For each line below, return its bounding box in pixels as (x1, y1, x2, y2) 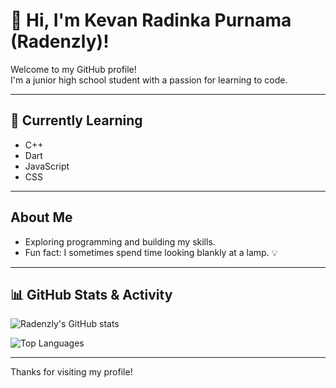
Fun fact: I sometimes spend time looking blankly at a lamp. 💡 (24, 246, 278, 258)
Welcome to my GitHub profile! (10, 63, 137, 75)
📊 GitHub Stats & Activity (10, 286, 173, 303)
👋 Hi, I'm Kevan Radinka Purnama (10, 9, 292, 32)
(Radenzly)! (10, 30, 110, 53)
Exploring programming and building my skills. (24, 235, 216, 248)
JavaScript (24, 160, 70, 172)
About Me (10, 209, 73, 226)
